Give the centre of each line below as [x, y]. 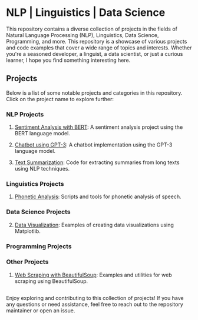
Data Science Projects [38, 212]
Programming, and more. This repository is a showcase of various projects [97, 41]
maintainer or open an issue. [41, 311]
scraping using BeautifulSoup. [51, 281]
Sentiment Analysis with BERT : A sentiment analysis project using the [99, 127]
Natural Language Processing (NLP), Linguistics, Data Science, [82, 35]
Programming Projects [39, 246]
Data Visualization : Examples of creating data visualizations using [94, 225]
